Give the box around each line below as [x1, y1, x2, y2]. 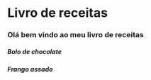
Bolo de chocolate [7, 47, 62, 55]
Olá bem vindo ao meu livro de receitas [7, 30, 144, 40]
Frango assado [7, 65, 53, 74]
